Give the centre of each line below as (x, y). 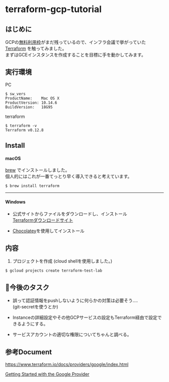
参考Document (28, 352)
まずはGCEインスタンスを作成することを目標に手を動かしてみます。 (75, 55)
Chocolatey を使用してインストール (48, 231)
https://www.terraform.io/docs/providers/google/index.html (67, 364)
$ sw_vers (16, 94)
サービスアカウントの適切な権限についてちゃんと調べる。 (72, 335)
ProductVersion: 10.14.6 (31, 103)
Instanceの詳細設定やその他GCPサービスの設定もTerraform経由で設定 (85, 317)
